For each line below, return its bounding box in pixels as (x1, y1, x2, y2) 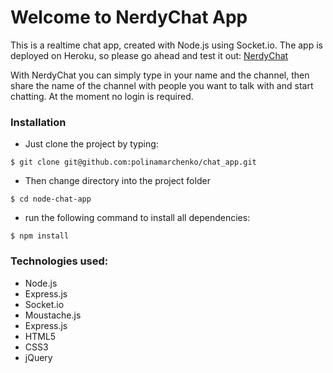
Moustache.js (24, 309, 82, 321)
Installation (10, 115, 67, 129)
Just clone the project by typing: (24, 138, 159, 150)
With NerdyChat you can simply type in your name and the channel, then (10, 69, 310, 81)
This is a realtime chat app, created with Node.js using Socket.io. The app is (10, 39, 323, 51)
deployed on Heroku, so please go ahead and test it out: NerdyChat (10, 49, 289, 61)
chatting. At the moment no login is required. (10, 90, 194, 102)
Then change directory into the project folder (24, 175, 211, 187)
